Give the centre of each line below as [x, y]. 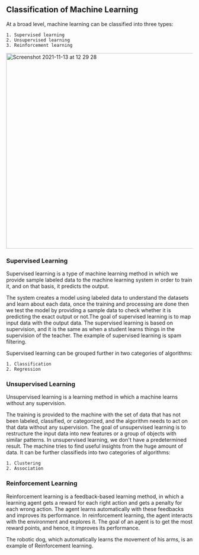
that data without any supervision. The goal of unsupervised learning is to [96, 427]
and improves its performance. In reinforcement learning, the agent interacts [99, 515]
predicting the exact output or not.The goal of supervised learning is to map [99, 317]
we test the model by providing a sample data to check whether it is [89, 310]
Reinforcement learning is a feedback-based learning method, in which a [95, 496]
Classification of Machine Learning [72, 10]
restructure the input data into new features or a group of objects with [91, 434]
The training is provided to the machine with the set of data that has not [93, 415]
